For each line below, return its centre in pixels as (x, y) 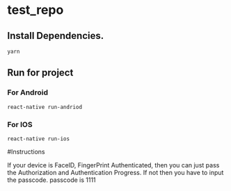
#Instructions (26, 151)
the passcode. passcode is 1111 (51, 180)
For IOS (20, 124)
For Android (28, 92)
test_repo (35, 10)
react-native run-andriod (45, 107)
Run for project (40, 73)
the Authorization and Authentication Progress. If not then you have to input (115, 172)
